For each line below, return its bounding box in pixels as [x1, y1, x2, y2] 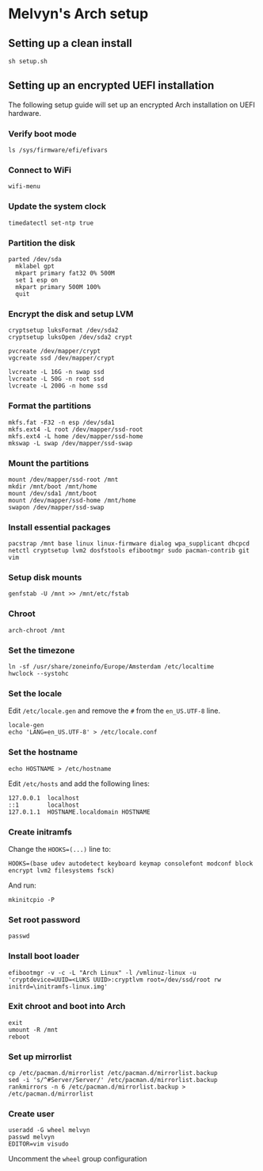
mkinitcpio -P [8, 896, 55, 903]
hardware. [8, 108, 42, 117]
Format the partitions [8, 400, 92, 411]
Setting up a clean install [8, 37, 132, 50]
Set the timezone [8, 645, 75, 656]
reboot [8, 1033, 30, 1041]
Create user [8, 1108, 55, 1119]
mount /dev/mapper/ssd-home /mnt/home [8, 496, 136, 504]
